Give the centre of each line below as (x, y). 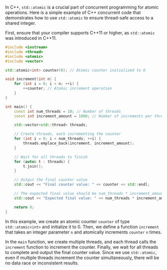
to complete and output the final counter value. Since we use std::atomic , (81, 252)
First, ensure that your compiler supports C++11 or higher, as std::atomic (80, 33)
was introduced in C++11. (31, 38)
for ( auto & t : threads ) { (42, 162)
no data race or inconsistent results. (42, 263)
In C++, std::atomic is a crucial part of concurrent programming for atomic (82, 7)
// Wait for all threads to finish (51, 157)
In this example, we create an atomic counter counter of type (68, 221)
